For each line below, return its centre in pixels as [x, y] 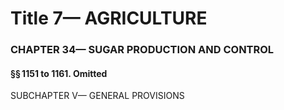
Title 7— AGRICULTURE [109, 18]
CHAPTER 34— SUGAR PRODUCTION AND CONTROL [142, 50]
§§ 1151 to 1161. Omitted [59, 73]
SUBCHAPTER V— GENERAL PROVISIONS [97, 96]
